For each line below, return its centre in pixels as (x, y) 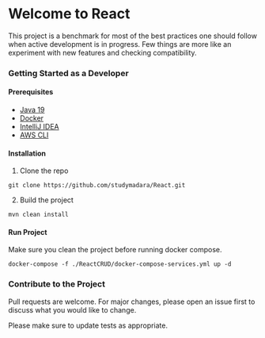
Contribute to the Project (57, 284)
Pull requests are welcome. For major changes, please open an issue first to (132, 302)
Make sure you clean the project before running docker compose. (115, 250)
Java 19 (32, 110)
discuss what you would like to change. (72, 309)
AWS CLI (34, 135)
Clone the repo (44, 171)
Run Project (28, 232)
